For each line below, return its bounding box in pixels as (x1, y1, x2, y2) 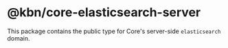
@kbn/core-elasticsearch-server (7, 5, 201, 20)
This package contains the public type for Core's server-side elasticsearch (7, 27, 221, 35)
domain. (7, 34, 30, 42)
